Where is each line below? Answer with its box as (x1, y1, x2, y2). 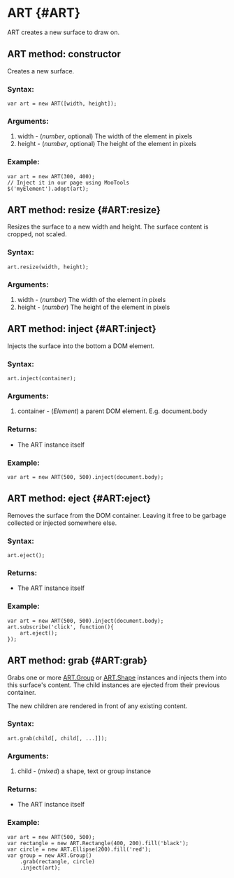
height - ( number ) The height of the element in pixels (17, 303, 170, 312)
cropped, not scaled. (7, 230, 68, 238)
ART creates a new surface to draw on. (7, 28, 120, 36)
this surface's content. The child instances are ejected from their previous (7, 680, 220, 689)
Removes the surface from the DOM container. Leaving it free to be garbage (7, 511, 227, 519)
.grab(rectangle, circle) (20, 858, 96, 865)
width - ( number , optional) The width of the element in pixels (17, 132, 193, 141)
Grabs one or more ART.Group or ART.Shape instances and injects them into (7, 673, 227, 682)
